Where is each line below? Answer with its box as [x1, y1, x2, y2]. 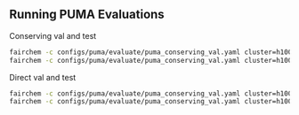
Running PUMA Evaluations [9, 7, 165, 22]
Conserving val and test [9, 30, 97, 41]
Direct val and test [9, 72, 77, 82]
